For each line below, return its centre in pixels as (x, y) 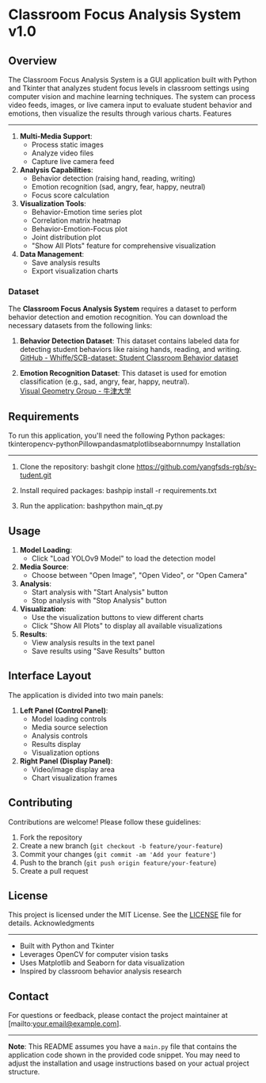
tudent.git (35, 475)
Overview (33, 61)
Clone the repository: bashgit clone (77, 467)
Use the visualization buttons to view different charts (118, 617)
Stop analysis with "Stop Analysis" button (99, 600)
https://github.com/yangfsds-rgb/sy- (197, 467)
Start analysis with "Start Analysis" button (100, 591)
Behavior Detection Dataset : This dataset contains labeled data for (129, 341)
